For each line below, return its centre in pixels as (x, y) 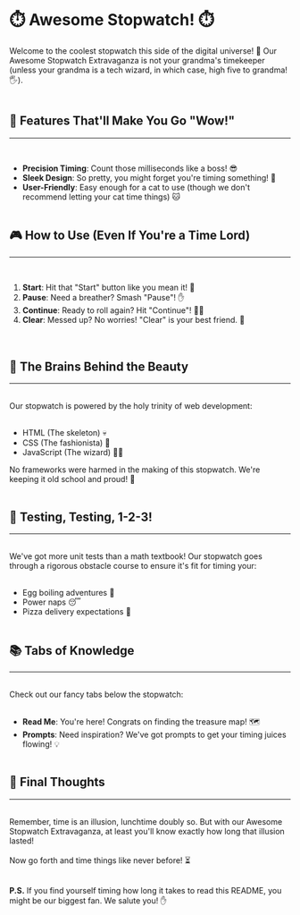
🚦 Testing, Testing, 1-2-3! (81, 517)
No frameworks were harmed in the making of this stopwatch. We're (135, 470)
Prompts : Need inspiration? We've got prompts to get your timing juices (154, 734)
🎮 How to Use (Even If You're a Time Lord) (130, 236)
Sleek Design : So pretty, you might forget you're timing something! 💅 (149, 177)
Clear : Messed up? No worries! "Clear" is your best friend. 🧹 (133, 319)
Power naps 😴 (51, 602)
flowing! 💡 (41, 744)
